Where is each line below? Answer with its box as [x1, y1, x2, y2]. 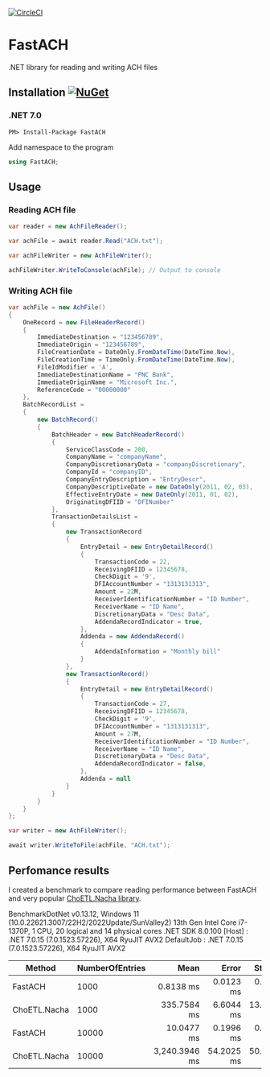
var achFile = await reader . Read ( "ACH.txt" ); [8, 237, 163, 246]
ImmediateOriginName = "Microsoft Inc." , [37, 378, 178, 386]
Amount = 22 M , [94, 588, 142, 596]
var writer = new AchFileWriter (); [8, 827, 128, 835]
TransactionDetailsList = [51, 513, 138, 521]
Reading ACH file [8, 204, 76, 215]
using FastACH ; [8, 158, 59, 166]
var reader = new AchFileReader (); [8, 222, 128, 231]
